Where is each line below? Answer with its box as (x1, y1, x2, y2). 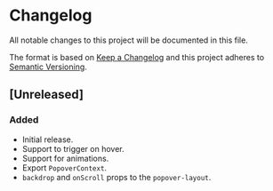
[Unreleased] (9, 87, 84, 102)
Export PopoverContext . (21, 162, 108, 173)
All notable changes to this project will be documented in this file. (9, 35, 249, 45)
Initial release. (21, 134, 74, 145)
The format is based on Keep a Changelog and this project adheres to (9, 52, 265, 62)
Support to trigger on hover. (21, 143, 124, 154)
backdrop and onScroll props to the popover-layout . (21, 171, 212, 182)
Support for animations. (21, 153, 109, 163)
